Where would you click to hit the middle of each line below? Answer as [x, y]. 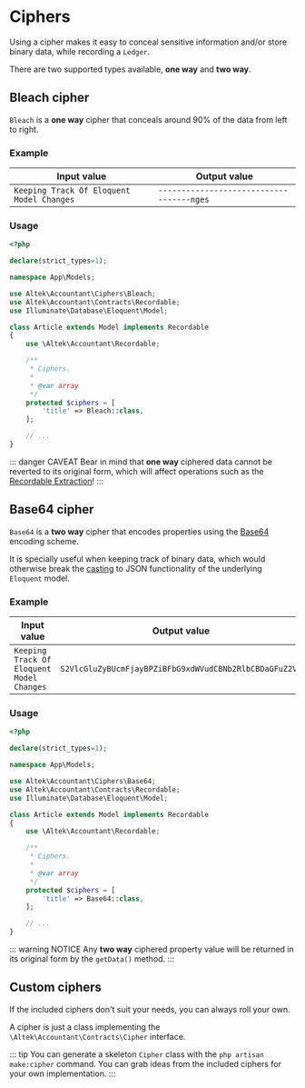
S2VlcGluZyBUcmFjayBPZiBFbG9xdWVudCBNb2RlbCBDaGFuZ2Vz [181, 669]
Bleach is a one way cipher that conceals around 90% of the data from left [148, 119]
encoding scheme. [44, 541]
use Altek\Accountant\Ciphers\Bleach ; [83, 294]
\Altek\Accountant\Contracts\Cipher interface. [98, 1036]
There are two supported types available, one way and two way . [130, 69]
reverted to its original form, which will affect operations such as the [137, 471]
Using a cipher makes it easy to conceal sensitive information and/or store [148, 42]
